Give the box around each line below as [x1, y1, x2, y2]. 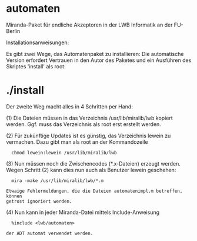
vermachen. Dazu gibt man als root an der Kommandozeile [6, 138, 148, 146]
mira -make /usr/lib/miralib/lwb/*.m [11, 177, 104, 184]
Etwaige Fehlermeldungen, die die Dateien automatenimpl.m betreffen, [6, 188, 183, 194]
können [6, 193, 22, 199]
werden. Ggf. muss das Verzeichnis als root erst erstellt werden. [6, 120, 162, 128]
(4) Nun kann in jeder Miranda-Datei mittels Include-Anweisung [6, 209, 160, 216]
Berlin [6, 27, 21, 34]
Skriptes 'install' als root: [6, 62, 66, 70]
